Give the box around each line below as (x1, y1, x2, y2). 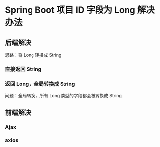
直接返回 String (5, 65, 42, 72)
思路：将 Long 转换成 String (5, 52, 62, 58)
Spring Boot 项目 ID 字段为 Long (5, 4, 135, 16)
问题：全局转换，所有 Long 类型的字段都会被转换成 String (5, 93, 122, 98)
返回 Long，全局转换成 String (5, 80, 75, 87)
